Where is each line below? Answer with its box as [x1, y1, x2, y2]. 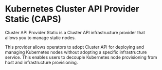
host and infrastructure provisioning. [5, 59, 78, 65]
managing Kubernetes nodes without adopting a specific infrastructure [5, 49, 147, 55]
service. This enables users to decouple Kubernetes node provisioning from [5, 54, 157, 60]
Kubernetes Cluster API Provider [5, 3, 140, 14]
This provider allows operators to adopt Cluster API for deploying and [5, 44, 144, 50]
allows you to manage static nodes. [5, 35, 76, 41]
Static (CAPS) [5, 14, 62, 25]
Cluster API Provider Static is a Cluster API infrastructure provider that [5, 29, 145, 35]
